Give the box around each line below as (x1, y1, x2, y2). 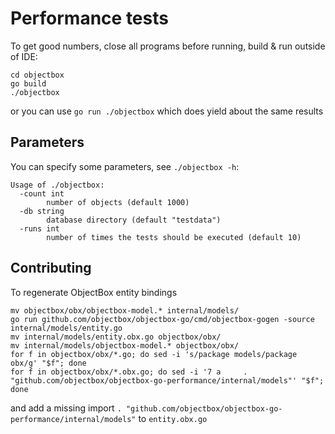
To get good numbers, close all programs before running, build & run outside (10, 40, 326, 52)
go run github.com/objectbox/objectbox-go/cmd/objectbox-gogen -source (10, 314, 315, 324)
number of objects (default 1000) (46, 197, 190, 207)
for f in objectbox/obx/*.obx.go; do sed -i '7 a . (10, 367, 248, 377)
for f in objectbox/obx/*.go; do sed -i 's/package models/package (10, 349, 298, 359)
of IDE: (10, 50, 38, 62)
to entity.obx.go (138, 412, 208, 424)
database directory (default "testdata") (46, 215, 222, 225)
